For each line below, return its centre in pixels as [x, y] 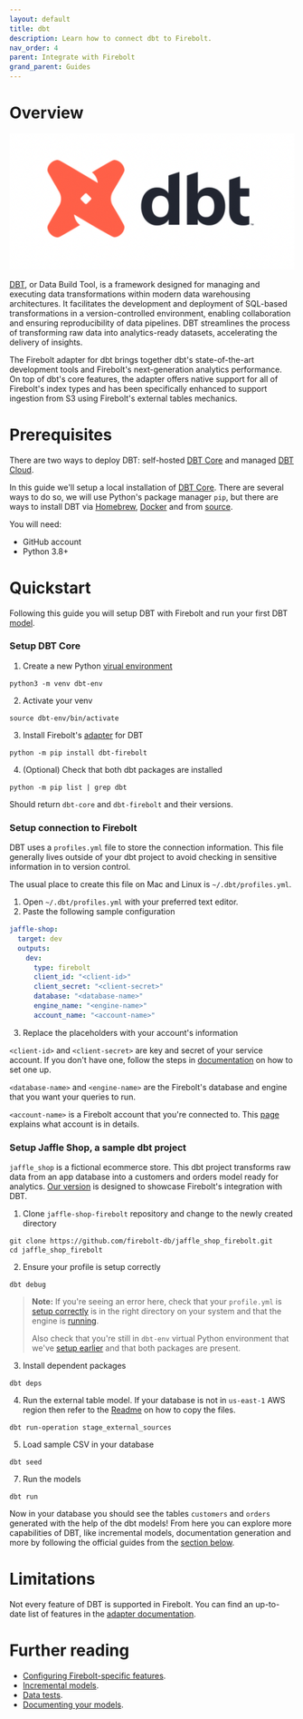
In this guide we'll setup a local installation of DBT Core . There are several [147, 487]
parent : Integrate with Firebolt [72, 58]
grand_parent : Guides [50, 67]
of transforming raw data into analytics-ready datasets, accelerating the [143, 332]
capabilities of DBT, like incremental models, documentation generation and [150, 1533]
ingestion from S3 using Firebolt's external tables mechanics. [123, 398]
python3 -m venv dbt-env [56, 684]
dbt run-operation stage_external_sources [90, 1428]
